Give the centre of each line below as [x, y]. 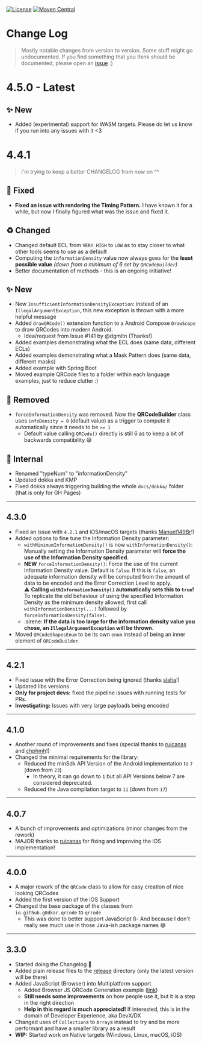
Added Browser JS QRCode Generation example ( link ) [91, 990]
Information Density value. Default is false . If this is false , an [99, 570]
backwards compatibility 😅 [58, 440]
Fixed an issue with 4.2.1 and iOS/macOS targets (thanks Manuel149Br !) [105, 532]
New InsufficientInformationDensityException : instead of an [91, 304]
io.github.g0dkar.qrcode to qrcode [58, 912]
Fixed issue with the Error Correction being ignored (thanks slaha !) [97, 680]
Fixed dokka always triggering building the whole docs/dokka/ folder [99, 486]
